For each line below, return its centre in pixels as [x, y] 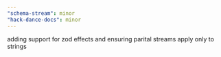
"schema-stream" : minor [41, 13]
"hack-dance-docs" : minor [44, 20]
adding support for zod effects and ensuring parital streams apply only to [111, 39]
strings [17, 46]
